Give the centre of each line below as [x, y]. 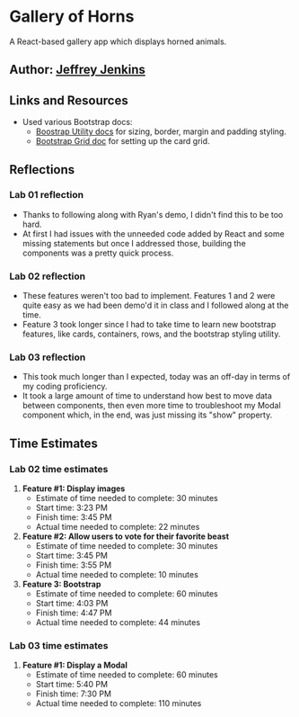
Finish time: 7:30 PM [74, 694]
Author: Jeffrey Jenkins [77, 70]
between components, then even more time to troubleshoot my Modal [151, 406]
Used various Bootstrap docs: [77, 122]
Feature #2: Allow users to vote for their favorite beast [126, 536]
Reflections [42, 170]
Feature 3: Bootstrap [62, 584]
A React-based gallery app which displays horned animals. [118, 41]
